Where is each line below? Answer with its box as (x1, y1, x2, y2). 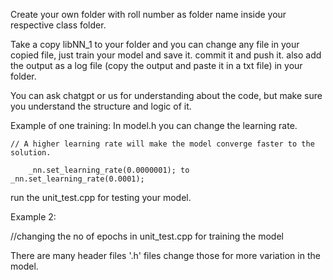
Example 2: (10, 211, 57, 223)
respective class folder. (10, 19, 107, 31)
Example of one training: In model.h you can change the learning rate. (10, 120, 298, 131)
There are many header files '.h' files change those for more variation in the (10, 250, 321, 261)
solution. (10, 148, 52, 158)
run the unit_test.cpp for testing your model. (10, 192, 192, 203)
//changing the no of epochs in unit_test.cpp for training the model (10, 230, 284, 242)
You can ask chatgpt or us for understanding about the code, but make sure (10, 90, 323, 101)
